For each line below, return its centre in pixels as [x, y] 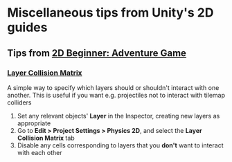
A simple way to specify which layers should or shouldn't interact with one [113, 87]
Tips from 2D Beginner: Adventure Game [97, 53]
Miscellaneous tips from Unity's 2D [110, 13]
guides [27, 27]
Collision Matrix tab [46, 138]
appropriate [34, 123]
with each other [39, 152]
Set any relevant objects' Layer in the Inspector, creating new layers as [118, 116]
